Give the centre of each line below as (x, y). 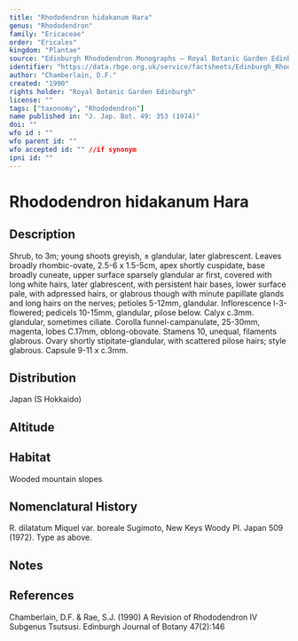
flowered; (27, 313)
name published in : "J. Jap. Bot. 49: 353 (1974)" (105, 116)
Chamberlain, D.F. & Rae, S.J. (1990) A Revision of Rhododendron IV (133, 617)
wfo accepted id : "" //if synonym (73, 149)
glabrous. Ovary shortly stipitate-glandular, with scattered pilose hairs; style (148, 340)
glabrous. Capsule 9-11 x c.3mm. (69, 350)
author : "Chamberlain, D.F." (63, 75)
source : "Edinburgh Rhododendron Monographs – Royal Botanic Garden (138, 59)
